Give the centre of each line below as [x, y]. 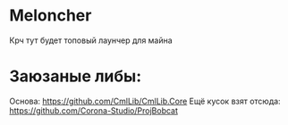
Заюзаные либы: [76, 76]
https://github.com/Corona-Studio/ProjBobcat [94, 110]
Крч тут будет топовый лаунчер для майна [91, 40]
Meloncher [51, 16]
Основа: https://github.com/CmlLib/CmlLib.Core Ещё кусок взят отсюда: [145, 101]
